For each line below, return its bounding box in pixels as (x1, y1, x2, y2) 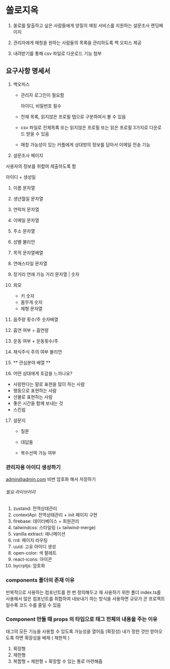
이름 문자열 (13, 185, 35, 191)
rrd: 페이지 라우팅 (13, 537, 48, 543)
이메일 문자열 (13, 217, 39, 223)
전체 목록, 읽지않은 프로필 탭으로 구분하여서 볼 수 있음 (20, 113, 126, 119)
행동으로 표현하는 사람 (13, 387, 57, 393)
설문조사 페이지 (13, 152, 44, 158)
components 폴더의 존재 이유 (6, 576, 75, 584)
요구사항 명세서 (6, 67, 51, 75)
